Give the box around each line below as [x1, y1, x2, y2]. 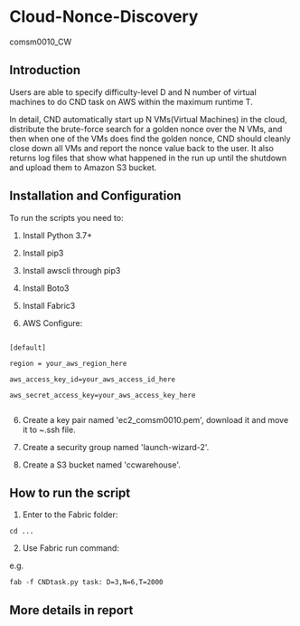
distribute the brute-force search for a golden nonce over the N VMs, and [9, 123, 283, 134]
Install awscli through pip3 [22, 265, 121, 275]
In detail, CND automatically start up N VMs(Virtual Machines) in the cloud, [9, 113, 287, 124]
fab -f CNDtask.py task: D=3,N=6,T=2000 [9, 578, 164, 587]
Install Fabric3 [22, 300, 76, 311]
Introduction [9, 63, 81, 78]
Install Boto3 [22, 283, 70, 294]
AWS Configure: [22, 317, 83, 328]
